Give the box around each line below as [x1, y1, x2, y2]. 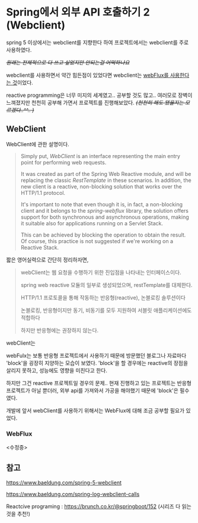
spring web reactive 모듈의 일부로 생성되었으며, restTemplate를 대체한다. [20, 281, 193, 288]
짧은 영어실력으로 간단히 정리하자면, [6, 256, 89, 263]
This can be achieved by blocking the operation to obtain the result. [20, 231, 186, 238]
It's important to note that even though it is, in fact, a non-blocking [20, 200, 183, 208]
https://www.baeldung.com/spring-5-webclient [6, 479, 122, 486]
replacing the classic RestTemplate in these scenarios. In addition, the [20, 177, 191, 184]
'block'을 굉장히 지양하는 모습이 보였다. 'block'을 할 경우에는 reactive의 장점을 [6, 359, 189, 366]
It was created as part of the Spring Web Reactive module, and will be [20, 170, 191, 177]
